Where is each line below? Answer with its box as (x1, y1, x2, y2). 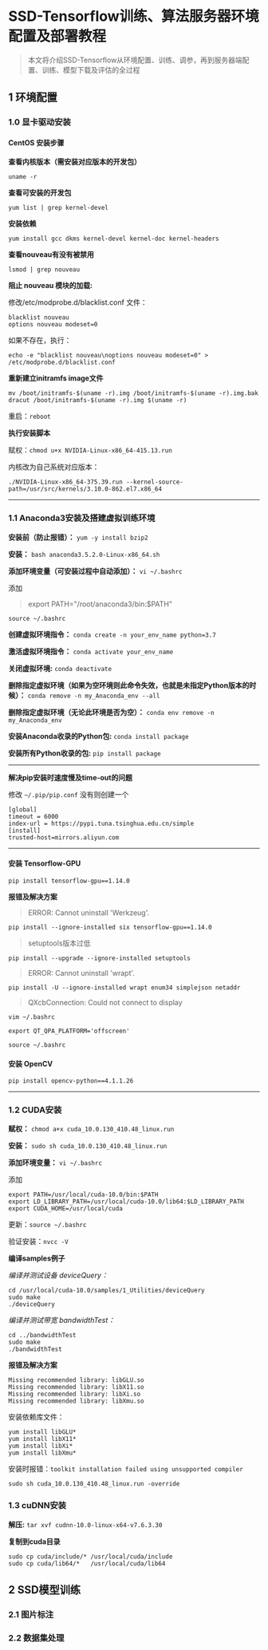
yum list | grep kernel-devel (8, 204, 109, 212)
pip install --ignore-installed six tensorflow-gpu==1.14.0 (8, 923, 213, 931)
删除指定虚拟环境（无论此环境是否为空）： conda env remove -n (8, 707, 215, 716)
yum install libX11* (8, 1435, 77, 1443)
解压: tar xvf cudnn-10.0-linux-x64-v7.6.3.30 (8, 1519, 163, 1529)
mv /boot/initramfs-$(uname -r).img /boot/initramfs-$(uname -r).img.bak (8, 389, 259, 397)
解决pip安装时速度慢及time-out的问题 (8, 772, 133, 782)
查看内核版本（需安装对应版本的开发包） (8, 157, 141, 167)
